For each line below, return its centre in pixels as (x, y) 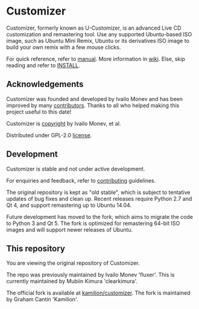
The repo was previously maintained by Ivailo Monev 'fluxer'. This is (90, 275)
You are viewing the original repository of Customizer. (73, 263)
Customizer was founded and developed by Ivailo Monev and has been (94, 99)
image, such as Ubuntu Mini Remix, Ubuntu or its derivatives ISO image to (98, 41)
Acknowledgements (45, 84)
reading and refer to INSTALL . (43, 65)
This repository (36, 248)
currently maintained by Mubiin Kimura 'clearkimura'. (72, 281)
